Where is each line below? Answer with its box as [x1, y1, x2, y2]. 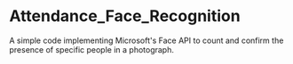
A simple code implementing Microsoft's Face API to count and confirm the [9, 35, 284, 46]
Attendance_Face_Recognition [9, 6, 242, 26]
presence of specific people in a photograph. [9, 44, 175, 54]
